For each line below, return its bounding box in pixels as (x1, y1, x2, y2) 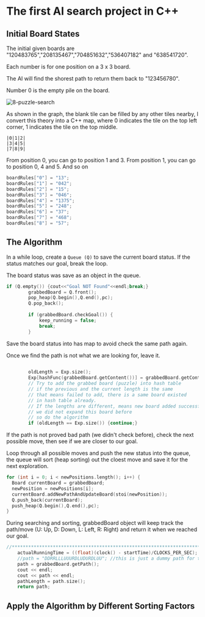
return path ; (17, 584, 51, 590)
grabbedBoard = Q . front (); (28, 289, 97, 295)
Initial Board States (6, 29, 80, 39)
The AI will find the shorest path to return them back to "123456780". (6, 75, 180, 82)
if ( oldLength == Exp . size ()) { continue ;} (28, 420, 138, 427)
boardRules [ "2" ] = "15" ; (6, 186, 70, 192)
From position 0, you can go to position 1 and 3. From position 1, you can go (6, 157, 196, 164)
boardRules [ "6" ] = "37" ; (6, 209, 70, 215)
